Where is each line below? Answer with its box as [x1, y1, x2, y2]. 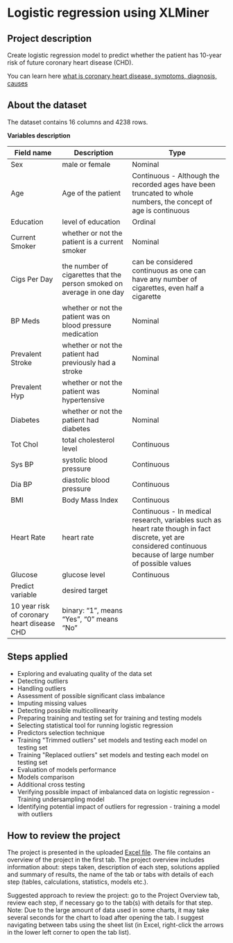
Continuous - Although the [131, 170, 220, 180]
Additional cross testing [17, 780, 85, 789]
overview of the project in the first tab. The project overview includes [7, 855, 205, 864]
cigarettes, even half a [131, 283, 205, 293]
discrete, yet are [131, 532, 185, 542]
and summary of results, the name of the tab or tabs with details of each [7, 871, 214, 879]
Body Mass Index [62, 495, 119, 505]
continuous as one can [131, 266, 207, 275]
